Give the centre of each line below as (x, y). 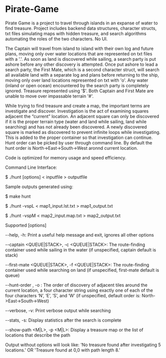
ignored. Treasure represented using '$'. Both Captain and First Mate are (80, 91)
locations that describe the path (38, 335)
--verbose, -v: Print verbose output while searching (58, 310)
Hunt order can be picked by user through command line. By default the (79, 142)
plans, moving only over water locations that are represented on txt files (79, 54)
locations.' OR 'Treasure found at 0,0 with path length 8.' (63, 350)
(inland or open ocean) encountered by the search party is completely (77, 85)
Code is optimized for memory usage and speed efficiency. (66, 157)
